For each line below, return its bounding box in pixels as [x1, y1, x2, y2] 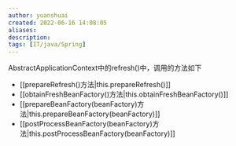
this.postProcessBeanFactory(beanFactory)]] [28, 129, 175, 138]
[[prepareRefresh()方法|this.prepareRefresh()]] [19, 80, 171, 89]
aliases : [8, 26, 37, 34]
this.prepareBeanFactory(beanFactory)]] [28, 109, 160, 119]
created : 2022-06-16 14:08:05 [8, 19, 108, 27]
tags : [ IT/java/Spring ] [8, 41, 87, 49]
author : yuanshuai [8, 11, 68, 20]
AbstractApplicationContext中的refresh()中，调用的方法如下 [8, 64, 202, 73]
